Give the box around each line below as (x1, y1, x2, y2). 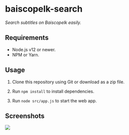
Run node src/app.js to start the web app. (12, 97, 97, 103)
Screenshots (5, 112, 45, 120)
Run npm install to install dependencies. (12, 88, 94, 94)
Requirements (5, 34, 49, 42)
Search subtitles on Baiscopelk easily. (5, 19, 81, 25)
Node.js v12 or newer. (12, 46, 56, 52)
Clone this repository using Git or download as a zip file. (12, 79, 125, 85)
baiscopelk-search (5, 3, 83, 15)
